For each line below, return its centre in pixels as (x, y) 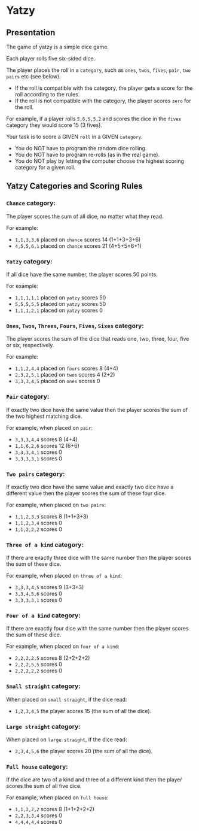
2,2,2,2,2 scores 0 (39, 671)
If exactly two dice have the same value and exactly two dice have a (90, 487)
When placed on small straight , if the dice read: (67, 699)
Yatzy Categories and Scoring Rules (75, 186)
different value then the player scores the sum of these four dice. (86, 493)
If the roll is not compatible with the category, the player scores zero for (103, 101)
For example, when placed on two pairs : (56, 505)
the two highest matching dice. (44, 416)
